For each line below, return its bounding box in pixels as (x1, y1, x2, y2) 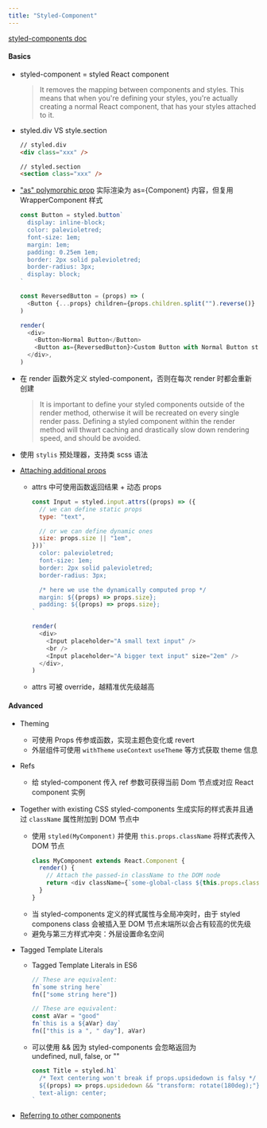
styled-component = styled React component (19, 69, 169, 79)
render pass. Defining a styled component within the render (39, 416, 236, 426)
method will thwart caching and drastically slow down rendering (39, 425, 250, 434)
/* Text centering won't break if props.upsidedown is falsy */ (38, 1074, 257, 1082)
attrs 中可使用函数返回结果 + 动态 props (31, 482, 162, 492)
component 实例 (31, 787, 86, 796)
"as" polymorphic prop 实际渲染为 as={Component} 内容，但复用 (19, 185, 234, 195)
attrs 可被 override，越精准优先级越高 (31, 682, 155, 692)
